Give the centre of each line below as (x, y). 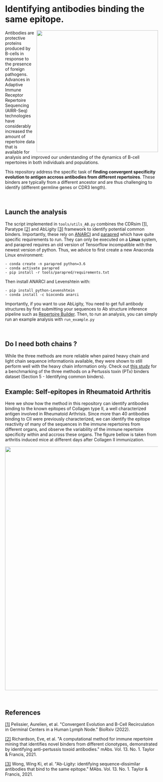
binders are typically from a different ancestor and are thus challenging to (79, 182)
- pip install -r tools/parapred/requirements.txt (57, 272)
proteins (13, 43)
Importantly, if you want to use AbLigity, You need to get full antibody (74, 304)
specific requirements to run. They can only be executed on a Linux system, (81, 239)
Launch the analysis (36, 212)
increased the (19, 131)
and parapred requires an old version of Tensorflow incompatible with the (79, 244)
